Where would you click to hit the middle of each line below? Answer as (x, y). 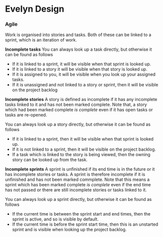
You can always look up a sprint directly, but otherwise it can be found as (78, 199)
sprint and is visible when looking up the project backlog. (69, 230)
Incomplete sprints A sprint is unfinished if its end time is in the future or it (80, 169)
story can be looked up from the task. (50, 160)
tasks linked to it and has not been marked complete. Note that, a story (76, 105)
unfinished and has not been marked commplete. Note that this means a (77, 179)
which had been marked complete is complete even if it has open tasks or (79, 110)
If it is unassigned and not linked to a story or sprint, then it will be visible (85, 85)
